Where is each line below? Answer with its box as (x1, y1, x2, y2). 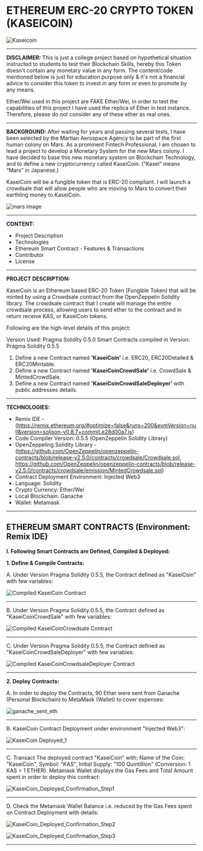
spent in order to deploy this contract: (6, 773, 100, 780)
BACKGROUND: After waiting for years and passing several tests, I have (6, 128, 186, 135)
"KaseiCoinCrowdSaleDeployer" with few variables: (6, 648, 135, 656)
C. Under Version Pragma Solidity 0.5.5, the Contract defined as (6, 642, 165, 649)
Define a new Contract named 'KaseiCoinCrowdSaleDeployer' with (14, 379, 185, 387)
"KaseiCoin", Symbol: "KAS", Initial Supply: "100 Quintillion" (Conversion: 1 (6, 760, 191, 768)
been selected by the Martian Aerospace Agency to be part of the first (6, 134, 181, 142)
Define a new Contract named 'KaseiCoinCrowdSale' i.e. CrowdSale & (14, 367, 192, 374)
